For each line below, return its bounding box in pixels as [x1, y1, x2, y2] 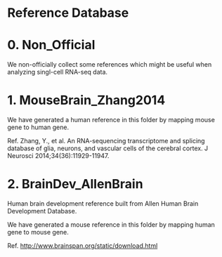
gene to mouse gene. [7, 228, 69, 236]
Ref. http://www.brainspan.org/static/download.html [7, 242, 158, 250]
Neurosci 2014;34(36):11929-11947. [7, 152, 110, 160]
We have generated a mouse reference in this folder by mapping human [7, 220, 216, 229]
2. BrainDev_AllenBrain [7, 176, 143, 192]
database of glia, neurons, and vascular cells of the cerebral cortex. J [7, 144, 209, 152]
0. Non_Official [7, 37, 96, 53]
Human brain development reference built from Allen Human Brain [7, 199, 199, 208]
